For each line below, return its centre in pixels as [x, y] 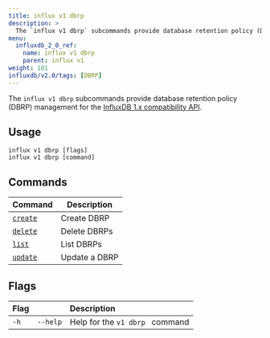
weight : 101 [28, 68]
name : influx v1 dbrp [59, 53]
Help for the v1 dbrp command [129, 322]
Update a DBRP [90, 258]
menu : [17, 38]
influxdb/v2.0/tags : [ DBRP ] [55, 75]
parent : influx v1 [53, 61]
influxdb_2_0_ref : [47, 46]
